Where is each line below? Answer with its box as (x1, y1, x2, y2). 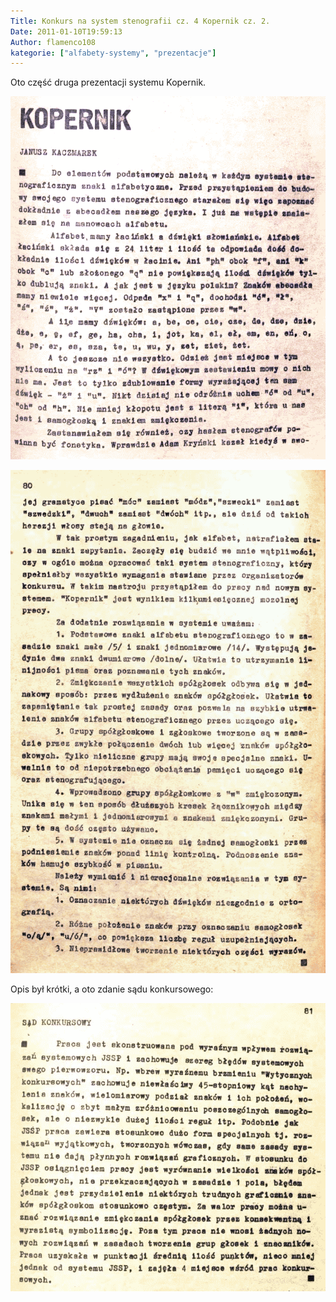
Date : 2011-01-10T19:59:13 (10, 26, 123, 37)
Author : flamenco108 (10, 37, 97, 47)
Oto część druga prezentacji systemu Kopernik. (10, 76, 207, 89)
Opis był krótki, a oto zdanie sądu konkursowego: (10, 983, 214, 995)
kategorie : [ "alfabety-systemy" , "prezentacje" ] (10, 48, 217, 58)
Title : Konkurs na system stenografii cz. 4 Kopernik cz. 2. (10, 16, 271, 26)
